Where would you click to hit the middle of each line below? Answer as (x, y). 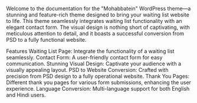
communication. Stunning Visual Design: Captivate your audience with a (94, 64)
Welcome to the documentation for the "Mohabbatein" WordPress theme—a (98, 9)
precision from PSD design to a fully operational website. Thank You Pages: (98, 76)
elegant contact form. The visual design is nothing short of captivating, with (98, 27)
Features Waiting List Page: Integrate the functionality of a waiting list (91, 51)
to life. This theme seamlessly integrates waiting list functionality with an (94, 21)
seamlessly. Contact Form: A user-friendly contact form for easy (84, 57)
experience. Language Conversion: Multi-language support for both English (98, 89)
